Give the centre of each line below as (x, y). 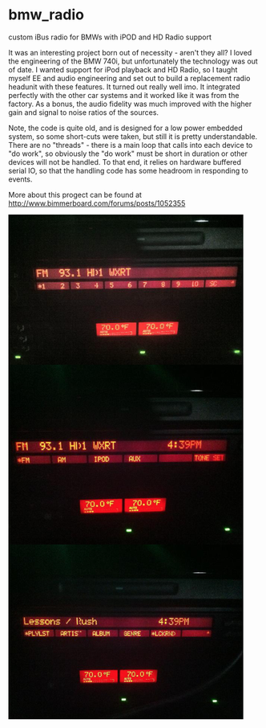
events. (20, 179)
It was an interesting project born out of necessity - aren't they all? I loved (130, 52)
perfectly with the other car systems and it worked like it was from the (124, 95)
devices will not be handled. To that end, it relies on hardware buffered (125, 162)
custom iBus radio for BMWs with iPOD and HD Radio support (110, 37)
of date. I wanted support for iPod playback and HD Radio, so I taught (123, 69)
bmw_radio (46, 15)
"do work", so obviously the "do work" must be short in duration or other (128, 153)
